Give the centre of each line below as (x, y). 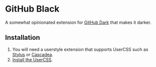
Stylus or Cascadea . (33, 54)
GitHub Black (32, 9)
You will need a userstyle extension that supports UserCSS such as (80, 49)
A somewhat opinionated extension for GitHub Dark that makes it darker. (78, 22)
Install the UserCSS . (32, 60)
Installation (23, 38)
